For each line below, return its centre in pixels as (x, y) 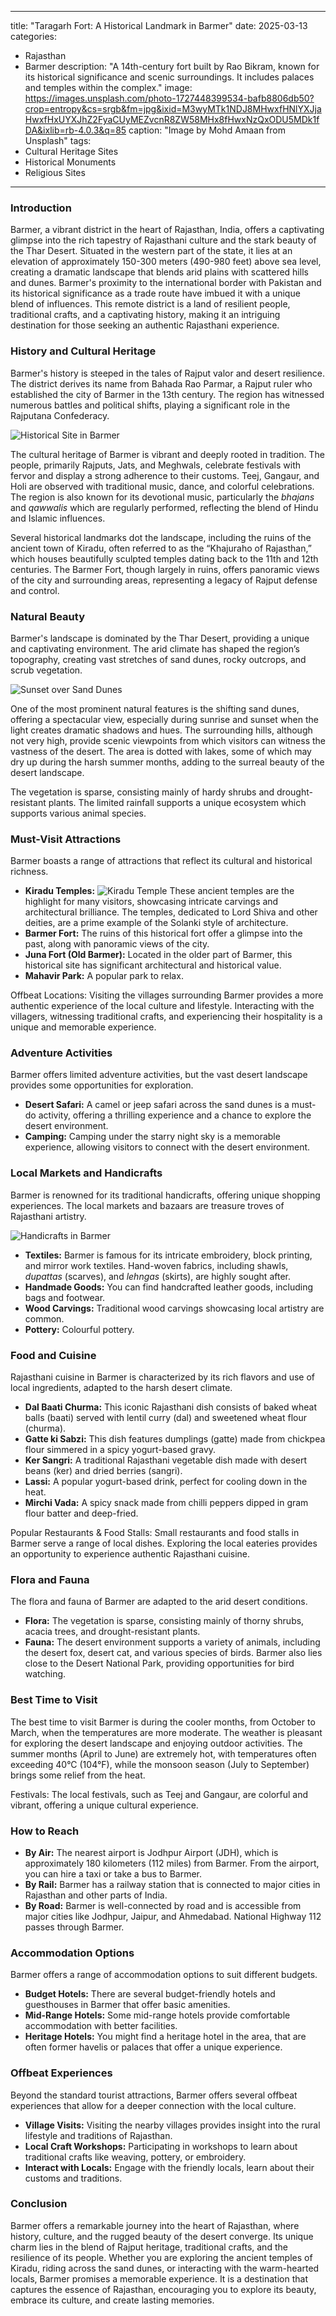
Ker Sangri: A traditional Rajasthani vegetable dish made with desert (166, 1460)
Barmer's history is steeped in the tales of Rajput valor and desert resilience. (168, 373)
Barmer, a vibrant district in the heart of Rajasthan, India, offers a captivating (167, 230)
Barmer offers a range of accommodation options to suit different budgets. (164, 1975)
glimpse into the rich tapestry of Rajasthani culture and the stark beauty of (163, 240)
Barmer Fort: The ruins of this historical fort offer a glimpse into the (163, 933)
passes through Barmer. (74, 1927)
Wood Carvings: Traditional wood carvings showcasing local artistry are (174, 1308)
